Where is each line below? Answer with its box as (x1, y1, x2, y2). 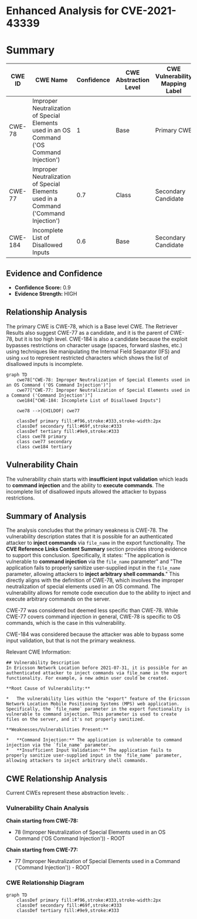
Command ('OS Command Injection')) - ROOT (14, 835, 125, 842)
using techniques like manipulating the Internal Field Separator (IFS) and (6, 348, 181, 355)
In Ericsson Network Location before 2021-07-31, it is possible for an (6, 665, 188, 671)
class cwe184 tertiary (16, 444, 72, 449)
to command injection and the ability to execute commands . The (6, 481, 165, 489)
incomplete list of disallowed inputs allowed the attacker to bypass (6, 488, 167, 495)
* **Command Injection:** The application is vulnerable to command (6, 737, 182, 743)
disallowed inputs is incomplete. (6, 360, 84, 367)
